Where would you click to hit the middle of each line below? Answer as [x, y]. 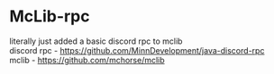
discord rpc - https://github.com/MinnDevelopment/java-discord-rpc [137, 50]
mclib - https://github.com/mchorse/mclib [87, 60]
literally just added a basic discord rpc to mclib [96, 41]
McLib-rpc [50, 16]
